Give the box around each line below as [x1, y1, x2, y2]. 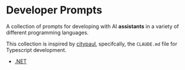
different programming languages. [6, 29, 89, 36]
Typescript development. [6, 46, 66, 53]
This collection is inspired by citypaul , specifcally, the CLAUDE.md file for [6, 40, 178, 47]
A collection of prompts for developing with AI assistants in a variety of [6, 23, 179, 30]
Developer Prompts [6, 3, 103, 17]
